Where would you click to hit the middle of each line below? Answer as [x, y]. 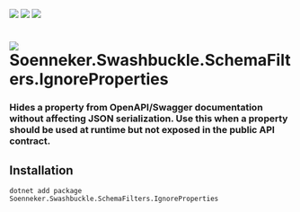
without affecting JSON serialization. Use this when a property [149, 119]
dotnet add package [46, 190]
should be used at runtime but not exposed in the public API [142, 130]
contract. [30, 141]
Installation [41, 170]
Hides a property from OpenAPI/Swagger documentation [136, 108]
